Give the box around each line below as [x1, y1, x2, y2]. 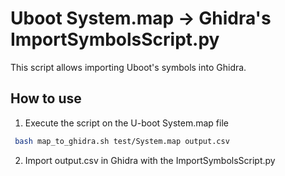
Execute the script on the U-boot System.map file [24, 117, 229, 129]
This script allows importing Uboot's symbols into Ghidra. [10, 61, 247, 73]
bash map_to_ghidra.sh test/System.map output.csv [14, 136, 230, 146]
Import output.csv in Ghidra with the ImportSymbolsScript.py [24, 154, 276, 166]
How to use [10, 90, 82, 107]
